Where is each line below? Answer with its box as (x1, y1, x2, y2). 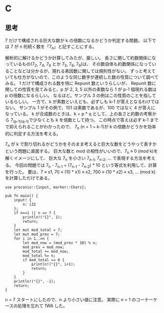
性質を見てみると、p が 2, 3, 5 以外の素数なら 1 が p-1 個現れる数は (22, 86, 157, 92)
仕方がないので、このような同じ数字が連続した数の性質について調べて (17, 74, 159, 80)
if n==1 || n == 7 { (14, 211, 56, 216)
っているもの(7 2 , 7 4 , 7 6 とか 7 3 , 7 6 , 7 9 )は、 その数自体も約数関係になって (5, 61, 152, 68)
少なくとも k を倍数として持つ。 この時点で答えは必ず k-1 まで (33, 117, 159, 123)
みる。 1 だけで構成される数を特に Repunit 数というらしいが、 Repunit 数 (5, 80, 152, 86)
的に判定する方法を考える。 (5, 131, 61, 137)
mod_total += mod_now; (23, 249, 69, 254)
